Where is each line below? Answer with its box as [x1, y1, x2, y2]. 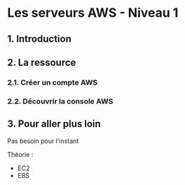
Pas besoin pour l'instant [7, 137, 79, 145]
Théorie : [7, 150, 34, 158]
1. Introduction [7, 33, 71, 45]
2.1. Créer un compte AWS [7, 77, 98, 87]
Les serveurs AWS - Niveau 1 [7, 5, 179, 21]
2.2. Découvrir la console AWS [7, 96, 114, 106]
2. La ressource [7, 56, 76, 68]
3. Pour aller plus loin [7, 118, 102, 130]
